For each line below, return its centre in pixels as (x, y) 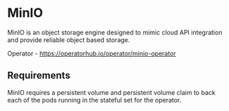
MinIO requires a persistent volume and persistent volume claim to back (112, 92)
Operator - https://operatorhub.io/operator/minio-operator (92, 53)
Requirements (39, 76)
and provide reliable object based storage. (69, 39)
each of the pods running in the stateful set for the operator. (94, 100)
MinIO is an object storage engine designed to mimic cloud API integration (115, 32)
